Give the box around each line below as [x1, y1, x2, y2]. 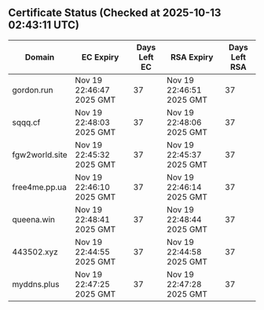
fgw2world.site [12, 149, 68, 160]
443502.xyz [12, 246, 59, 257]
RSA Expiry [170, 51, 214, 62]
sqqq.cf [12, 117, 41, 128]
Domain [24, 51, 55, 62]
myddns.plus [12, 279, 60, 290]
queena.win [12, 213, 56, 224]
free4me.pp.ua [12, 181, 67, 192]
